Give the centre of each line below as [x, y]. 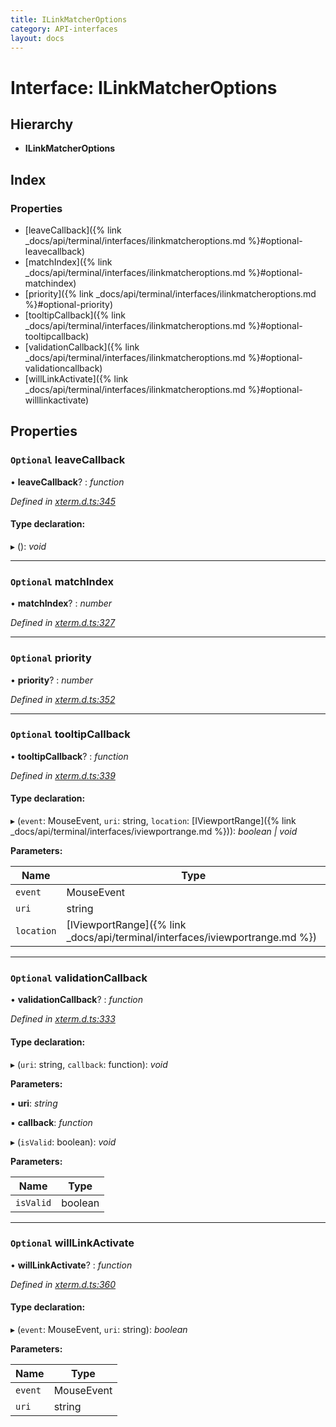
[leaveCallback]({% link [73, 230]
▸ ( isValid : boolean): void [63, 1142]
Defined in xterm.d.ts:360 [63, 1284]
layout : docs [37, 38]
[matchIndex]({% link [68, 262]
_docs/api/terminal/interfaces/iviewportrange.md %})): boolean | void [154, 832]
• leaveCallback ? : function [67, 482]
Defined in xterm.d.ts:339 [63, 775]
